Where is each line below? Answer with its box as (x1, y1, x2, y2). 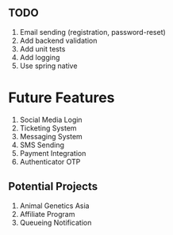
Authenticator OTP (19, 157, 81, 166)
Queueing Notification (19, 218, 92, 227)
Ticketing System (19, 123, 77, 133)
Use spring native (19, 61, 78, 70)
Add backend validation (19, 36, 98, 45)
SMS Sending (19, 140, 65, 150)
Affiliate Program (19, 209, 75, 218)
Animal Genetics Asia (19, 201, 90, 210)
